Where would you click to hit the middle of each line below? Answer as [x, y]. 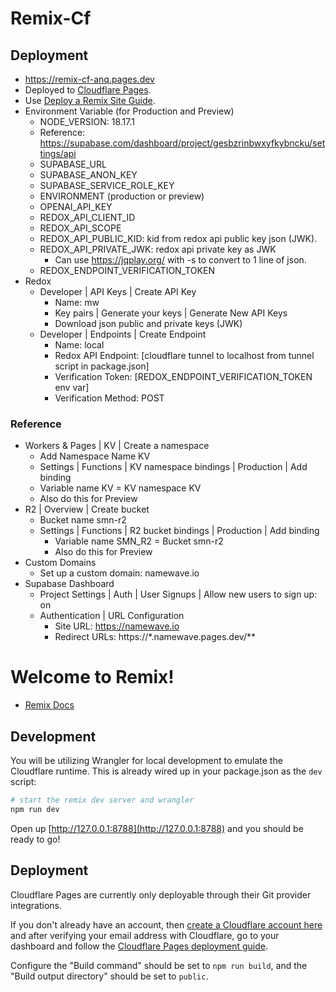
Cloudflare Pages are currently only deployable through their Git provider [161, 894]
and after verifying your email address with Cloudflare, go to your [145, 935]
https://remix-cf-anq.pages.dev [89, 79]
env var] [72, 387]
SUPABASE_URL [73, 164]
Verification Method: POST [109, 398]
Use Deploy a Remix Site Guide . [90, 100]
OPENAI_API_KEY [76, 206]
